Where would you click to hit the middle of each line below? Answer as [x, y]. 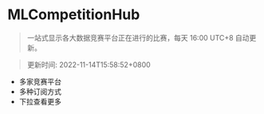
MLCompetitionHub [74, 15]
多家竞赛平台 [40, 81]
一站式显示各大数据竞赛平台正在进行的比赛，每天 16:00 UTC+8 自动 [138, 37]
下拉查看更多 [40, 101]
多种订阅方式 [40, 91]
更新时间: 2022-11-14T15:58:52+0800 [89, 65]
